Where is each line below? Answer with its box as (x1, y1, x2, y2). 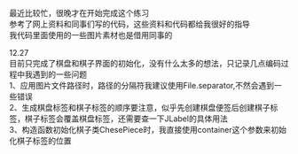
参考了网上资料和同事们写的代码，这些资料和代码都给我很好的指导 (9, 19, 250, 29)
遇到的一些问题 (32, 69, 87, 80)
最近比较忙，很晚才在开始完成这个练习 (9, 8, 149, 18)
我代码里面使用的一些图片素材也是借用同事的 (9, 30, 173, 40)
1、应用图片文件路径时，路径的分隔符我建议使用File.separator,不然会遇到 (9, 81, 275, 90)
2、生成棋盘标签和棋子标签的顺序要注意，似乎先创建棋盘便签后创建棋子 (9, 103, 271, 112)
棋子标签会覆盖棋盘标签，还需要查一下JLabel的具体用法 (24, 113, 228, 124)
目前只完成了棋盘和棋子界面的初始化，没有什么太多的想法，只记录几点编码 (9, 58, 281, 68)
